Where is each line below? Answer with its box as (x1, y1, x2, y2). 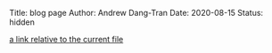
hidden (9, 17, 36, 27)
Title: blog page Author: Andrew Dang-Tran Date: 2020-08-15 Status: (9, 8, 264, 18)
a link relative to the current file (9, 34, 124, 44)
